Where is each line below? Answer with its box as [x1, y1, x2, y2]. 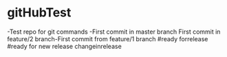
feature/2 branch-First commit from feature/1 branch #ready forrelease [7, 34, 208, 43]
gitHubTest [7, 5, 72, 21]
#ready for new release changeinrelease [7, 42, 122, 50]
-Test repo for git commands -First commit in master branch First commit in [7, 27, 221, 36]
